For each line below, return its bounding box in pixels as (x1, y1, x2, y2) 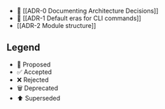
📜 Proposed (16, 60, 51, 68)
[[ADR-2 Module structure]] (16, 22, 96, 29)
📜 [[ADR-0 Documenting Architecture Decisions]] (16, 7, 159, 15)
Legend (6, 42, 41, 54)
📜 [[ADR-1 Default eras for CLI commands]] (16, 14, 141, 22)
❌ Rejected (16, 75, 50, 84)
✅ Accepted (16, 67, 52, 76)
